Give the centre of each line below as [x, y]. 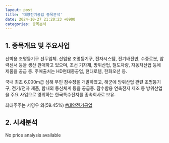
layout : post [19, 10]
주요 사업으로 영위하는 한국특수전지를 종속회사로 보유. [63, 95]
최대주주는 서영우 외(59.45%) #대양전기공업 [49, 105]
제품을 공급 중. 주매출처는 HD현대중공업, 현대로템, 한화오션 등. [66, 71]
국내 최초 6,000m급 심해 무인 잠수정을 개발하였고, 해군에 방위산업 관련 [74, 82]
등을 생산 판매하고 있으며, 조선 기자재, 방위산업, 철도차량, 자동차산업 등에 [90, 65]
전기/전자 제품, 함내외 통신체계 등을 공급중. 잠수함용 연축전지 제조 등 [78, 88]
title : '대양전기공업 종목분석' [34, 15]
